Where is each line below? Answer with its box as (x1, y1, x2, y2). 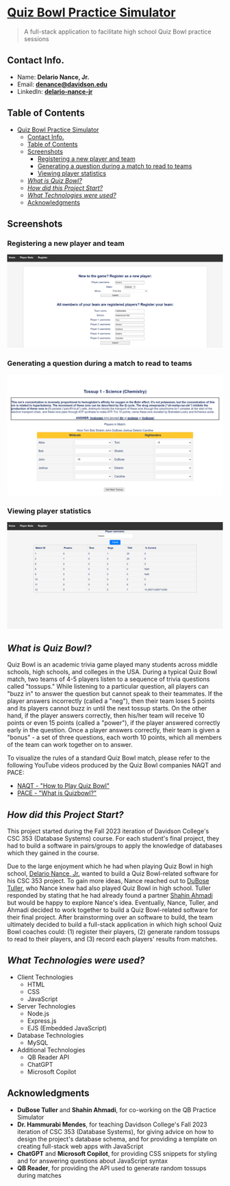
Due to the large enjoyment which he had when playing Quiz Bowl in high (7, 862, 214, 871)
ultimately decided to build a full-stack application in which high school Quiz (7, 920, 222, 929)
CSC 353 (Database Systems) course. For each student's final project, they (7, 835, 220, 843)
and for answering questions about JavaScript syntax (16, 1157, 168, 1165)
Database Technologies (16, 1031, 84, 1039)
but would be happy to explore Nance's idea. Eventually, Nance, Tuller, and (7, 899, 218, 907)
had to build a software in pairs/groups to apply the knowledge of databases (7, 841, 222, 850)
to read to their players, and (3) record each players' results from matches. (7, 935, 218, 943)
